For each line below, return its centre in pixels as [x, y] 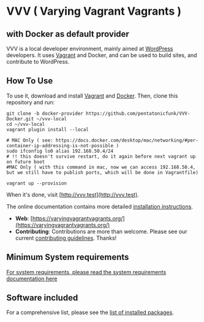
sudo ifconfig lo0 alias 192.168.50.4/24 [60, 151]
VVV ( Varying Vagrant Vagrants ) [94, 11]
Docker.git [20, 119]
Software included [42, 298]
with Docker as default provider [68, 34]
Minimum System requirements [68, 257]
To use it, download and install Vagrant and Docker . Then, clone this [92, 96]
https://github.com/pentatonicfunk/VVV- [138, 113]
